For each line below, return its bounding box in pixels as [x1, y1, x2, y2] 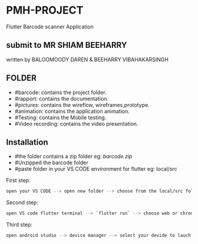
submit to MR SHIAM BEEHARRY [6, 40, 127, 50]
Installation [6, 137, 48, 147]
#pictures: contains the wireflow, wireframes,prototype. [14, 101, 150, 108]
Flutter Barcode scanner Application [6, 23, 94, 30]
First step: [6, 177, 31, 184]
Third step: [6, 221, 32, 228]
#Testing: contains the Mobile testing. [14, 113, 107, 121]
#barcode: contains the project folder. [14, 89, 107, 96]
